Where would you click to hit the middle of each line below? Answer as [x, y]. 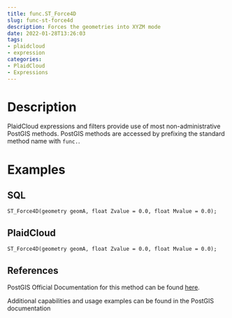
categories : [24, 60]
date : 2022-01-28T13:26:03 [46, 33]
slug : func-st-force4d [40, 20]
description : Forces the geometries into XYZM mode [84, 27]
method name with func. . [44, 141]
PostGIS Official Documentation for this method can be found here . [104, 287]
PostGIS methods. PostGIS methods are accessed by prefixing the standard [116, 134]
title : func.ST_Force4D [42, 14]
